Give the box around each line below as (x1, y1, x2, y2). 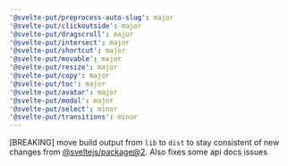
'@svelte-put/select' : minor (9, 104, 118, 113)
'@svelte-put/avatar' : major (9, 87, 118, 96)
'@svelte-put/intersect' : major (9, 37, 130, 47)
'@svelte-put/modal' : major (9, 95, 114, 105)
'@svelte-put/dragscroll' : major (9, 29, 134, 38)
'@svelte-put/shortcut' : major (9, 46, 126, 55)
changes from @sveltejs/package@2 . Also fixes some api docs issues (9, 146, 268, 157)
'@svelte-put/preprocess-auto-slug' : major (9, 12, 174, 22)
